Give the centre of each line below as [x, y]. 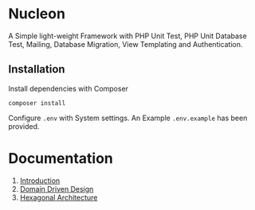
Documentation [61, 158]
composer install [37, 103]
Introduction [40, 181]
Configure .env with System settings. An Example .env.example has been [128, 118]
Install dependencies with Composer [69, 88]
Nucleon [37, 14]
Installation [37, 70]
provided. [24, 126]
